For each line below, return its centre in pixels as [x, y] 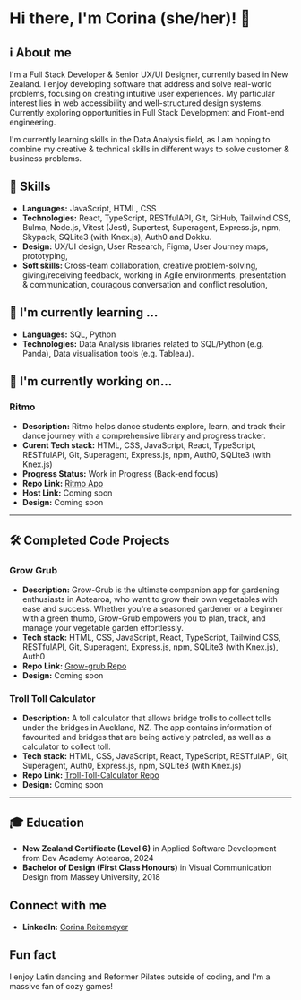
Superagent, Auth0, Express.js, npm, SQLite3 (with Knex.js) [132, 766]
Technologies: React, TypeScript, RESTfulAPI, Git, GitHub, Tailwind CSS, [156, 218]
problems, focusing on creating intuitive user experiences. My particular [142, 94]
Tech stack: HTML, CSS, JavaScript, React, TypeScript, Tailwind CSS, [151, 637]
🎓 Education [47, 822]
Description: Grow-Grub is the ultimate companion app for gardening [150, 590]
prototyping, [45, 255]
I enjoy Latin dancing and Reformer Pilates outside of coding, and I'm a [140, 977]
